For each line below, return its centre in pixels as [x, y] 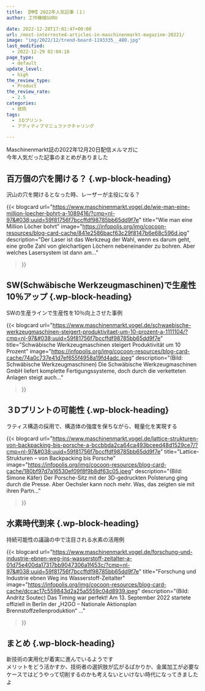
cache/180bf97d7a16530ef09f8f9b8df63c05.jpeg [69, 471]
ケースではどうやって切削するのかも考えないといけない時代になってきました [102, 674]
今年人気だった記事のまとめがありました [57, 157]
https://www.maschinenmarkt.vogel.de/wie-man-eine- [121, 207]
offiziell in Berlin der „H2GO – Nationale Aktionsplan [71, 604]
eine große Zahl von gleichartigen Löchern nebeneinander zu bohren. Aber [101, 246]
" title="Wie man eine [166, 220]
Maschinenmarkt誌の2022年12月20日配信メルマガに [73, 150]
